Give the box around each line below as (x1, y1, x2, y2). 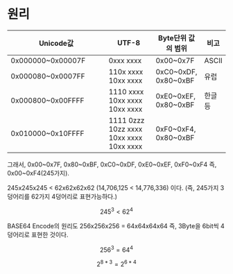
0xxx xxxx (108, 55, 142, 65)
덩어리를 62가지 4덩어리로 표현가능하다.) (7, 192, 118, 200)
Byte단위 (158, 33, 187, 42)
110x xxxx (108, 67, 144, 76)
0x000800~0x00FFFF (10, 95, 85, 105)
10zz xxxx (108, 124, 143, 134)
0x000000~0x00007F (10, 55, 86, 65)
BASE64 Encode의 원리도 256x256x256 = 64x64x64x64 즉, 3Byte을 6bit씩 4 (7, 221, 225, 230)
